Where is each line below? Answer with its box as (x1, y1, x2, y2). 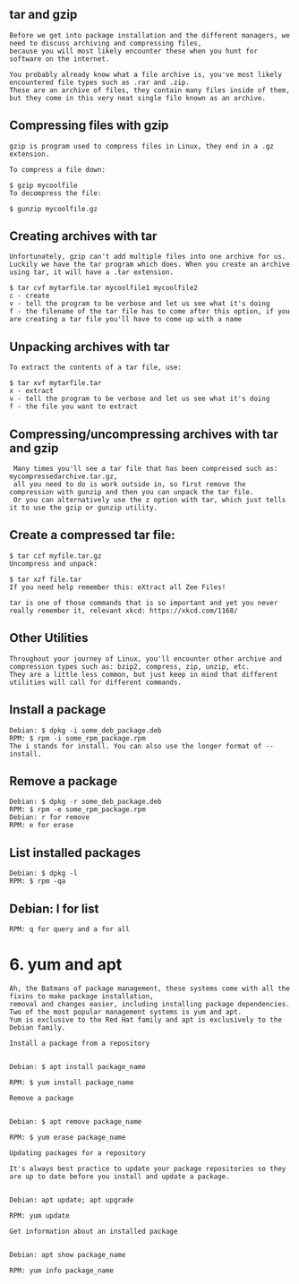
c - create (9, 291, 50, 301)
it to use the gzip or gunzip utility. (9, 503, 158, 513)
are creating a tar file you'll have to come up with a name (9, 315, 243, 324)
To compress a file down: (9, 165, 106, 174)
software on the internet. (9, 54, 110, 64)
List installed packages (9, 845, 141, 860)
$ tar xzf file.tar (9, 575, 82, 584)
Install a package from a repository (9, 1039, 150, 1048)
